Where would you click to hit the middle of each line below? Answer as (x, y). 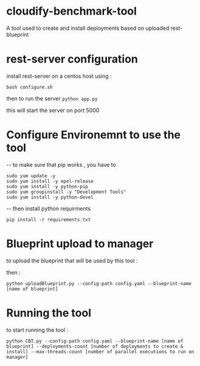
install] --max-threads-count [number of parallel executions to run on (100, 351)
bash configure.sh (29, 87)
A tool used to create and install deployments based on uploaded (88, 28)
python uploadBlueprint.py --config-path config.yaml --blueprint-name (99, 283)
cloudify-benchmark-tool (71, 11)
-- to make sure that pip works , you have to (61, 164)
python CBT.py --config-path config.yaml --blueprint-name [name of (95, 341)
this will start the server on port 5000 (53, 110)
